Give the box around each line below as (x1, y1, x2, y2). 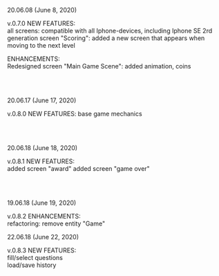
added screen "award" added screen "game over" (7, 165, 150, 172)
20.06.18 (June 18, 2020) (7, 144, 78, 151)
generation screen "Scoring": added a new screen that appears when (7, 34, 205, 42)
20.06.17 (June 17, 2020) (7, 96, 77, 104)
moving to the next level (7, 42, 76, 49)
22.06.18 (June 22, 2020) (7, 233, 79, 241)
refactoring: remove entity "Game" (7, 219, 106, 228)
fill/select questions (7, 254, 64, 261)
